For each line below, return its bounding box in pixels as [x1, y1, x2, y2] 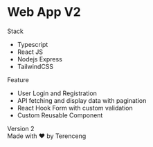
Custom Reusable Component [17, 111, 103, 119]
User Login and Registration [17, 89, 97, 97]
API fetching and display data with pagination [17, 96, 147, 104]
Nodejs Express [17, 55, 62, 63]
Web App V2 [7, 4, 81, 20]
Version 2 [7, 124, 35, 133]
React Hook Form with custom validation [17, 104, 133, 112]
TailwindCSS [17, 62, 54, 70]
